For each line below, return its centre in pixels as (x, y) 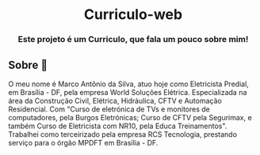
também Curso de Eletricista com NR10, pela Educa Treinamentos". (118, 126)
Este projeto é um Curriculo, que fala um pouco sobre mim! (133, 40)
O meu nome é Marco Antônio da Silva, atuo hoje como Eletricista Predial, (129, 84)
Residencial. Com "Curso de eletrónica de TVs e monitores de (109, 109)
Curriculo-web (133, 15)
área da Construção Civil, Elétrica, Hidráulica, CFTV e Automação (115, 100)
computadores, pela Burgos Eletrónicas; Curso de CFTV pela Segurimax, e (130, 117)
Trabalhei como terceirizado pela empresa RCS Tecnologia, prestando (123, 134)
